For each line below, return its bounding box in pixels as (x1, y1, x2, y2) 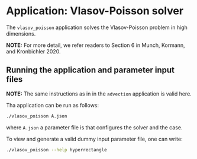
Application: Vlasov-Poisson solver (6, 4, 184, 18)
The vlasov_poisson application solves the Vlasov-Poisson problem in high (6, 24, 188, 31)
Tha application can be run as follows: (6, 101, 99, 109)
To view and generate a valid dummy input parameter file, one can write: (6, 135, 183, 142)
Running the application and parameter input (6, 65, 175, 75)
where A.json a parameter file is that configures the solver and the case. (6, 123, 183, 131)
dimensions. (6, 30, 36, 37)
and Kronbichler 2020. (6, 47, 61, 55)
